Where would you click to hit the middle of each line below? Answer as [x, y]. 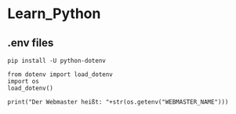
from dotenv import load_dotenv [60, 75]
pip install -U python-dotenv [57, 61]
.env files [31, 43]
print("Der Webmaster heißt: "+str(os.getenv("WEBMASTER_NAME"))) [118, 102]
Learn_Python [54, 14]
